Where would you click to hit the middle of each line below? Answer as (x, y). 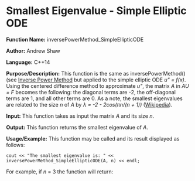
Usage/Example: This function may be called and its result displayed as (93, 138)
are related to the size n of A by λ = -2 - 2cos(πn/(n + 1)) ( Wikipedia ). (89, 104)
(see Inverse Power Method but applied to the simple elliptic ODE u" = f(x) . (96, 80)
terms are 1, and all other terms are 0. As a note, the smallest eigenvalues (94, 98)
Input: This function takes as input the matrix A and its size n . (80, 116)
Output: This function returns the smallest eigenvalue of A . (77, 127)
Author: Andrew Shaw (33, 50)
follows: (16, 145)
